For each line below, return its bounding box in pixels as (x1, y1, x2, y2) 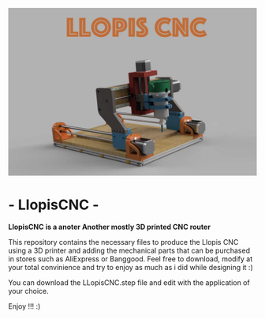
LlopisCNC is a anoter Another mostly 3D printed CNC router (8, 222, 211, 232)
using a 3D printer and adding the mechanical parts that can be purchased (8, 246, 251, 256)
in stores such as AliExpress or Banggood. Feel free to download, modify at (8, 254, 253, 264)
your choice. (8, 287, 49, 296)
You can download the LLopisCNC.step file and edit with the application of (8, 278, 250, 287)
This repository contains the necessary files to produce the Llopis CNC (8, 238, 239, 247)
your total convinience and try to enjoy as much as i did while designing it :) (8, 263, 254, 272)
